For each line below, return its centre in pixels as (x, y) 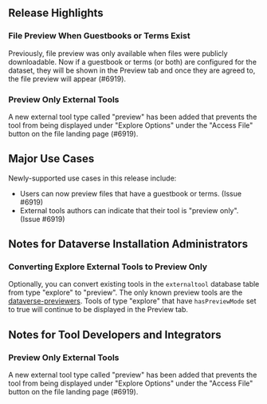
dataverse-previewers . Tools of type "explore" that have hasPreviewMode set (132, 301)
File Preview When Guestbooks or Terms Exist (99, 36)
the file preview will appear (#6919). (67, 78)
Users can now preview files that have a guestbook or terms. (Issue (130, 193)
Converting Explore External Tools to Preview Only (108, 267)
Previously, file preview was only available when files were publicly (118, 53)
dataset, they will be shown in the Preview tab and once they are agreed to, (132, 70)
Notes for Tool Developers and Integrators (115, 335)
